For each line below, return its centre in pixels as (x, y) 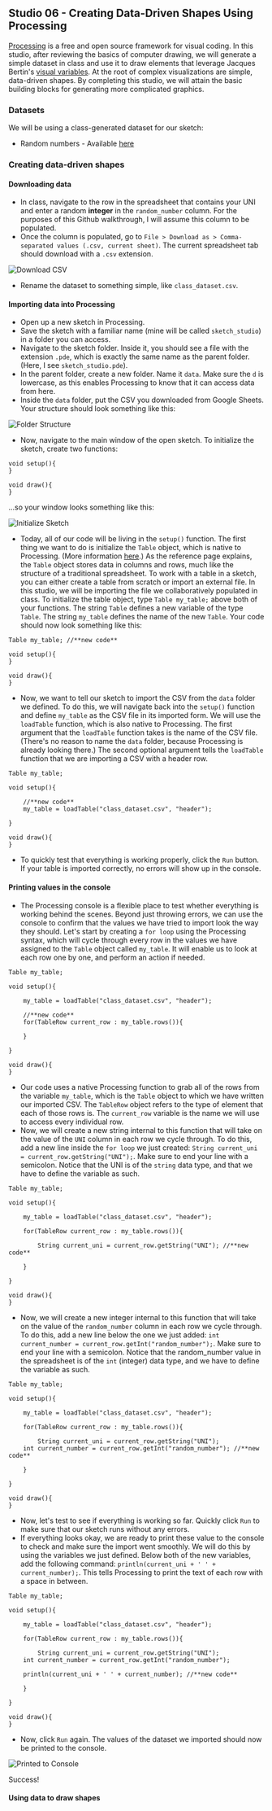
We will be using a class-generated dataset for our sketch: (106, 128)
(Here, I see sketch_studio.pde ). (74, 365)
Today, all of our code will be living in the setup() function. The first (133, 539)
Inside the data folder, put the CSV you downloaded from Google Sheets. (142, 400)
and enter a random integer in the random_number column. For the (129, 211)
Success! (24, 1779)
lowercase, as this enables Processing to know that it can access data (137, 383)
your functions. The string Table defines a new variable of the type (132, 608)
